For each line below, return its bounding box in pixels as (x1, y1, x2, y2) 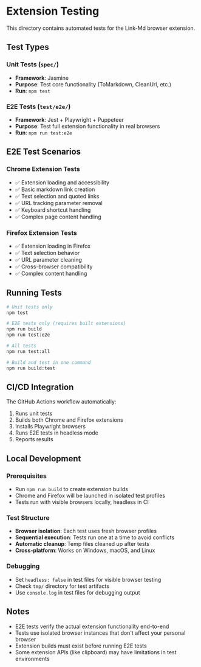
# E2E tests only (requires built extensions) (6, 321, 126, 327)
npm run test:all (6, 348, 50, 354)
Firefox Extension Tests (6, 228, 77, 237)
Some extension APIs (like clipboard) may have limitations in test (15, 648, 177, 655)
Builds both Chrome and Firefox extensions (15, 416, 123, 424)
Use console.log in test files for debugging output (15, 588, 140, 596)
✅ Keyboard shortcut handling (15, 206, 91, 214)
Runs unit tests (15, 410, 53, 417)
